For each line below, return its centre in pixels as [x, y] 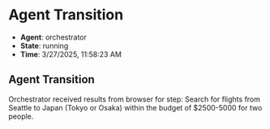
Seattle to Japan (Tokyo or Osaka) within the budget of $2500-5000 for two [135, 107]
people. [21, 116]
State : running [44, 45]
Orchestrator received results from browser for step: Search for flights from [135, 99]
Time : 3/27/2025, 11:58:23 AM [71, 54]
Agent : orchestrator [54, 37]
